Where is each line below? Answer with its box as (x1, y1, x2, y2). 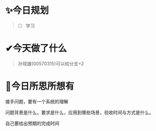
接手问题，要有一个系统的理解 (5, 98, 68, 104)
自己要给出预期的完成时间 (5, 120, 60, 126)
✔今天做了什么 (5, 43, 67, 54)
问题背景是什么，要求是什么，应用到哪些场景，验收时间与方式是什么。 (5, 109, 154, 116)
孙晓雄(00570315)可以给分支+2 (17, 60, 84, 67)
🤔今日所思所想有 (5, 81, 74, 92)
